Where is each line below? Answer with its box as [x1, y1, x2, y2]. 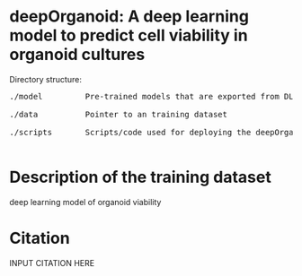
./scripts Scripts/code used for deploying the [9, 127, 252, 137]
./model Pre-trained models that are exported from [9, 91, 280, 101]
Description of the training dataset [9, 168, 271, 187]
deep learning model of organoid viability [9, 196, 162, 207]
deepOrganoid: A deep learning [9, 6, 250, 27]
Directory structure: [9, 73, 83, 84]
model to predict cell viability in [9, 25, 249, 46]
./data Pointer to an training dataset [9, 109, 227, 119]
